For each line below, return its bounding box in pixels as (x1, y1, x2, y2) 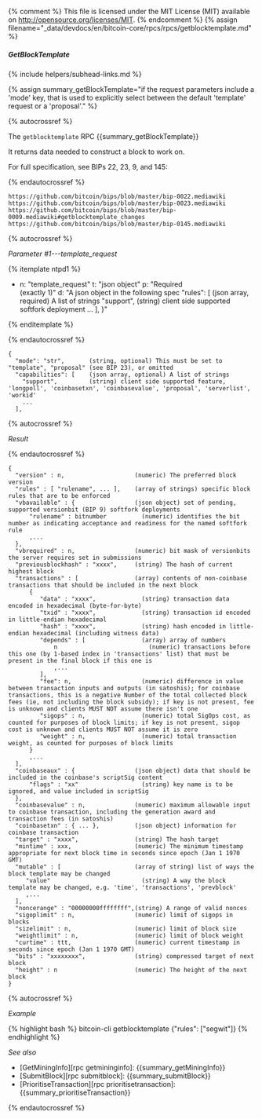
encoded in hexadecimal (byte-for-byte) (8, 602, 143, 609)
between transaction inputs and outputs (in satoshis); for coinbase (8, 684, 241, 692)
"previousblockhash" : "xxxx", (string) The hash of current (15, 561, 234, 569)
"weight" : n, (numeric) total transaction (39, 732, 237, 741)
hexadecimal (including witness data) (32, 629, 159, 637)
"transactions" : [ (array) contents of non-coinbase (15, 574, 247, 582)
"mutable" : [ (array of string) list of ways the (15, 863, 255, 871)
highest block (8, 567, 55, 576)
